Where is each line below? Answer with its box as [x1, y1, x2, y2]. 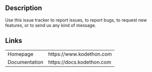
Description [5, 4, 42, 12]
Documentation [7, 59, 44, 66]
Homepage [7, 50, 34, 57]
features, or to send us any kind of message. [5, 22, 97, 28]
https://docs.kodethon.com [48, 59, 111, 66]
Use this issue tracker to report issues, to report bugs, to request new [5, 17, 147, 23]
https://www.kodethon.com [48, 50, 112, 57]
